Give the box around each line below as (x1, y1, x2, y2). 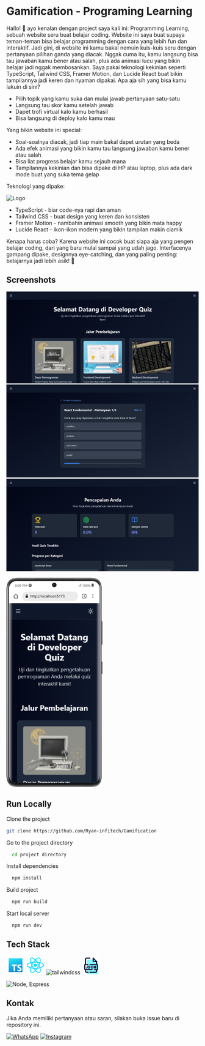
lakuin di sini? (6, 83, 41, 90)
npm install (12, 875, 43, 881)
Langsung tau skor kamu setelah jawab (15, 101, 114, 108)
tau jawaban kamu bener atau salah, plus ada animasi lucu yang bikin (6, 57, 181, 64)
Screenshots (6, 275, 56, 285)
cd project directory (12, 851, 67, 857)
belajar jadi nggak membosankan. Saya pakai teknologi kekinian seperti (6, 63, 186, 71)
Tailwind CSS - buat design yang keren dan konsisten (15, 212, 150, 220)
